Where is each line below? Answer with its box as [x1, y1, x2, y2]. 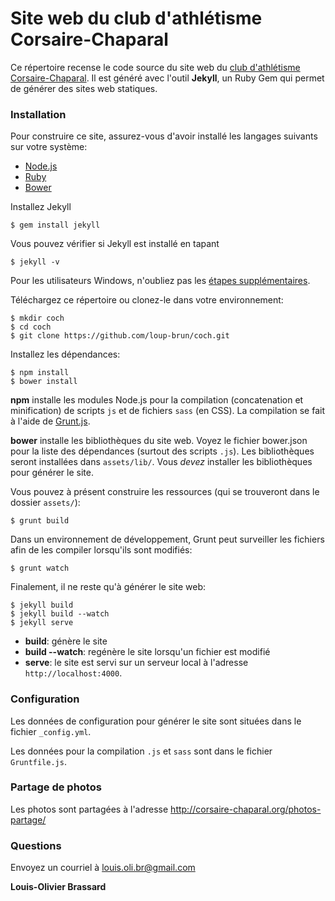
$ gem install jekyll [10, 220, 101, 231]
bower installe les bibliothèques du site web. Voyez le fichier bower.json [10, 435, 308, 447]
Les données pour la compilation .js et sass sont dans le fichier [10, 745, 273, 757]
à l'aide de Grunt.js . [10, 415, 91, 427]
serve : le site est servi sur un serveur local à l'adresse [24, 657, 249, 669]
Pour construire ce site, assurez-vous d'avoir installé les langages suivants [10, 130, 318, 142]
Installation [10, 107, 67, 121]
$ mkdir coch [10, 313, 65, 324]
